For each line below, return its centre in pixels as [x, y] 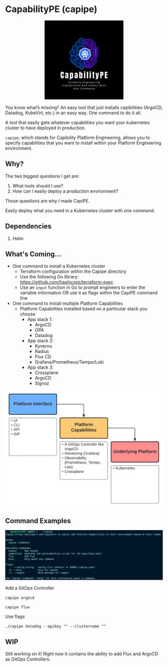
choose [28, 314]
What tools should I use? [38, 186]
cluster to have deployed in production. [45, 128]
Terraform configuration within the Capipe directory [73, 271]
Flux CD [43, 357]
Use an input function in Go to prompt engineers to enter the [82, 287]
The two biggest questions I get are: [42, 176]
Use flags [15, 617]
